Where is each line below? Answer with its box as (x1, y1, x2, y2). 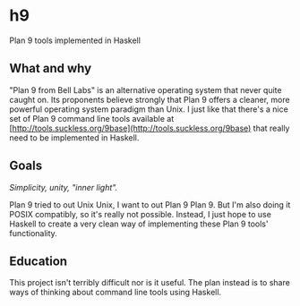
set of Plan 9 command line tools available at (9, 113, 175, 123)
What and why (9, 61, 92, 76)
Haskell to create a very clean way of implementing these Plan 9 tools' (9, 218, 269, 229)
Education (9, 253, 68, 268)
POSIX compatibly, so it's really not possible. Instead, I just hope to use (9, 208, 271, 219)
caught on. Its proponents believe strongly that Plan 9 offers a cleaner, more (9, 94, 290, 105)
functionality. (9, 227, 58, 238)
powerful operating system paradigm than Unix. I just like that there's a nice (9, 104, 288, 115)
